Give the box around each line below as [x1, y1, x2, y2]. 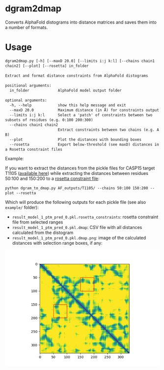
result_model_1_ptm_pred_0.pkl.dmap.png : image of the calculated [12, 234, 146, 241]
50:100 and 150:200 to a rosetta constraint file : [5, 175, 100, 181]
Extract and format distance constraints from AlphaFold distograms [5, 73, 148, 78]
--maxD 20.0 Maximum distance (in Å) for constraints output [9, 108, 160, 113]
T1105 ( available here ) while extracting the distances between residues [5, 170, 149, 176]
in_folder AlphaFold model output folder [9, 88, 122, 93]
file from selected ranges [12, 219, 63, 225]
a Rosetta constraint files [5, 147, 63, 152]
